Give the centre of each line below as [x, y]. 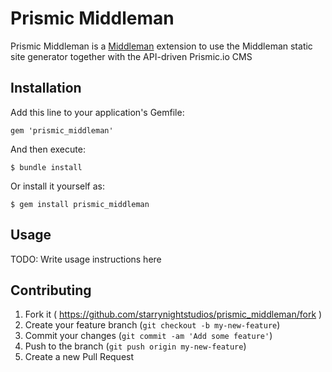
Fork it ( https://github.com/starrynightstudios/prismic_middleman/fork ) [173, 314]
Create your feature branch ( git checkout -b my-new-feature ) [152, 325]
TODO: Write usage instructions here [86, 259]
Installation [46, 88]
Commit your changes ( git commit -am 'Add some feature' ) [148, 336]
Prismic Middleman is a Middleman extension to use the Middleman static [161, 46]
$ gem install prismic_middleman [80, 204]
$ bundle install [46, 167]
